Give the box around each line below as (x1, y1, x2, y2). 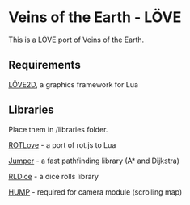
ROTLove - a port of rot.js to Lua (8, 140, 116, 149)
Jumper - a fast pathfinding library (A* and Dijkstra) (8, 156, 180, 165)
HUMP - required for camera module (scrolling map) (8, 186, 183, 197)
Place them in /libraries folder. (8, 124, 108, 134)
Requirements (8, 58, 81, 72)
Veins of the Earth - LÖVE (8, 8, 182, 27)
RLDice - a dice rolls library (8, 171, 99, 181)
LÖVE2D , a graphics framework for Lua (8, 79, 139, 89)
